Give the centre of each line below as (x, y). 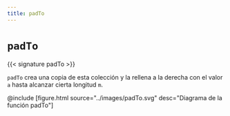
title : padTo (26, 13)
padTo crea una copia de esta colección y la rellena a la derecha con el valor (115, 77)
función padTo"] (30, 105)
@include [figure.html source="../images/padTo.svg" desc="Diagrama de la (115, 97)
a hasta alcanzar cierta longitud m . (55, 84)
